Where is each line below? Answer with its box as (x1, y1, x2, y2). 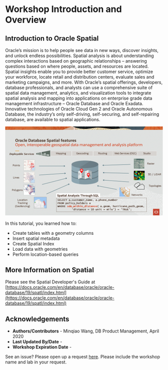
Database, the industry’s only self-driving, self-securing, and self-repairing (5, 111, 159, 117)
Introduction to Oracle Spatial (5, 34, 99, 43)
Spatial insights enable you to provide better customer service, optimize (5, 69, 153, 75)
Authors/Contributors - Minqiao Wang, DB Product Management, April (12, 328, 159, 334)
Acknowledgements (5, 314, 69, 323)
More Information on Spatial (5, 265, 94, 274)
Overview (5, 14, 46, 26)
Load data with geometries (12, 246, 68, 252)
